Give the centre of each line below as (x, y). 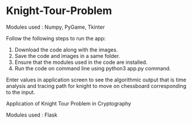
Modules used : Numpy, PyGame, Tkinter (56, 27)
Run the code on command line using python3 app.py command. (92, 68)
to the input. (20, 92)
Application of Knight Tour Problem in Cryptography (69, 103)
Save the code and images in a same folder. (67, 56)
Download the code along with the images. (66, 49)
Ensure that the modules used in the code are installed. (81, 62)
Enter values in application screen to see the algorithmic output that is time (96, 80)
